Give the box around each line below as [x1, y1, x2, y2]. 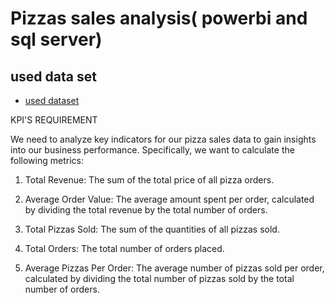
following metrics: [10, 155, 84, 166]
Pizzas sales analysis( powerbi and [10, 7, 308, 30]
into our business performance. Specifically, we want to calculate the [10, 144, 295, 156]
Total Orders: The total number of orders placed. [24, 243, 225, 254]
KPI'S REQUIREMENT [10, 114, 98, 126]
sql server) [10, 28, 103, 51]
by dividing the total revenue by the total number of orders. [24, 204, 268, 216]
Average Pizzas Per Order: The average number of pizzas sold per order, [24, 262, 325, 274]
